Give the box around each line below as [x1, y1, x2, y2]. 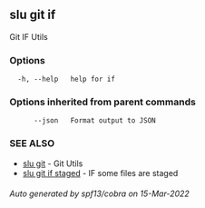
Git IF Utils [9, 31, 48, 42]
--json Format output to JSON [33, 116, 156, 125]
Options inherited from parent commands [9, 95, 197, 108]
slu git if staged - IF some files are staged [22, 167, 179, 178]
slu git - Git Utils [22, 158, 83, 169]
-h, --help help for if [17, 74, 116, 84]
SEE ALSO [9, 137, 55, 150]
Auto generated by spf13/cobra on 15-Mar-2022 [9, 188, 190, 199]
